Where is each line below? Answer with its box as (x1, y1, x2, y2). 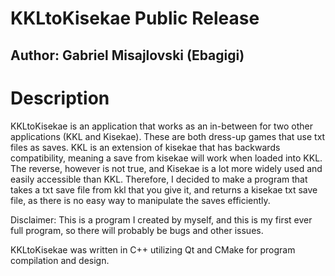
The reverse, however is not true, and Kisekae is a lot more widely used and (10, 162, 323, 174)
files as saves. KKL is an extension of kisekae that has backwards (10, 141, 281, 153)
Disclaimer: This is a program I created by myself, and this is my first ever (10, 213, 313, 226)
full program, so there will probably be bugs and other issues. (10, 224, 264, 236)
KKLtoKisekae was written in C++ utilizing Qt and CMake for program (10, 243, 296, 256)
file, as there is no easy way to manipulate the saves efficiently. (10, 194, 271, 206)
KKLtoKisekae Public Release (10, 7, 260, 30)
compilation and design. (10, 254, 110, 266)
